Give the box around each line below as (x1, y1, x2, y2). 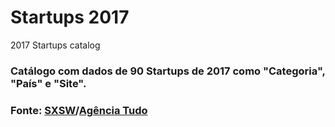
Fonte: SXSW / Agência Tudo (10, 103, 148, 117)
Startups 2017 (10, 6, 130, 29)
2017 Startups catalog (10, 39, 101, 51)
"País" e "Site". (10, 76, 87, 90)
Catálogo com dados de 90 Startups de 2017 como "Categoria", (10, 64, 326, 78)
